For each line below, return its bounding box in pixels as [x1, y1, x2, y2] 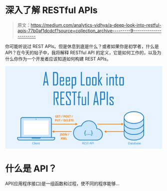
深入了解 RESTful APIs [5, 4, 98, 16]
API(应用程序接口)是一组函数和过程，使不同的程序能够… [5, 180, 120, 186]
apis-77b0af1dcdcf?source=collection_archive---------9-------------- [17, 27, 162, 33]
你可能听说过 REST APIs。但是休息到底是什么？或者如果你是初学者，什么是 [5, 43, 159, 49]
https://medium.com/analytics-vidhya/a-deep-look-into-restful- [30, 22, 162, 28]
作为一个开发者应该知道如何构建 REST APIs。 [18, 55, 111, 61]
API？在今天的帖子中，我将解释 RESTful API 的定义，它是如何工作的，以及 [5, 49, 157, 55]
